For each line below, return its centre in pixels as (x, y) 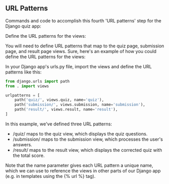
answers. (22, 144)
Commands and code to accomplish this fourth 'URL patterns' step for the (83, 20)
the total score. (29, 155)
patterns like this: (24, 72)
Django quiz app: (23, 26)
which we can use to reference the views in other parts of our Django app (83, 171)
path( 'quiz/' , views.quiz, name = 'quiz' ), (59, 100)
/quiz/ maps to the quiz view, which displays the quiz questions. (80, 134)
